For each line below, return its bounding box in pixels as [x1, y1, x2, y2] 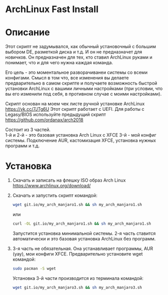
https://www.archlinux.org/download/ [12, 183, 91, 189]
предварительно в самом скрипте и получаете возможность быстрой [5, 80, 158, 87]
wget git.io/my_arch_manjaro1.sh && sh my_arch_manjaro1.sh [12, 202, 142, 207]
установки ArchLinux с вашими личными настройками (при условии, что [5, 86, 163, 92]
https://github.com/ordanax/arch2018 [5, 117, 83, 123]
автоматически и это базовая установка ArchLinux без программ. [12, 235, 156, 241]
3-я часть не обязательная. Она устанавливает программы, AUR [12, 245, 153, 251]
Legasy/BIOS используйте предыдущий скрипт [5, 111, 106, 117]
